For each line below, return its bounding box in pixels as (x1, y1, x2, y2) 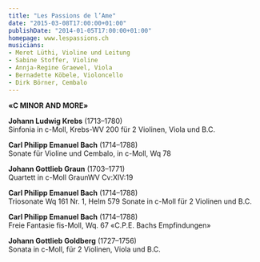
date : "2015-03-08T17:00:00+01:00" (8, 19, 127, 27)
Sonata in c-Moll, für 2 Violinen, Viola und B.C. (8, 244, 162, 254)
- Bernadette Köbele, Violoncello (8, 71, 124, 79)
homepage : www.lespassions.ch (8, 34, 110, 42)
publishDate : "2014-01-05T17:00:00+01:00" (8, 26, 152, 34)
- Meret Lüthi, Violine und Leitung (8, 49, 130, 57)
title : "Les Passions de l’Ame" (8, 11, 116, 20)
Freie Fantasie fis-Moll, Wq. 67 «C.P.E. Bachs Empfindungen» (8, 220, 211, 230)
